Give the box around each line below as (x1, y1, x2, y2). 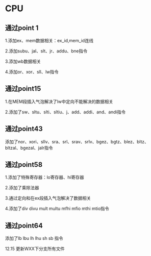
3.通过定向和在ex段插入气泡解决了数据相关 (5, 195, 91, 201)
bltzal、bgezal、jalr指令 (5, 145, 53, 151)
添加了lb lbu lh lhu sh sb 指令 (5, 235, 64, 241)
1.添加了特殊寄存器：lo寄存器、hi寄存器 (5, 175, 84, 180)
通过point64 (5, 221, 43, 230)
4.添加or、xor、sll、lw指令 (5, 69, 59, 75)
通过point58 (5, 160, 43, 169)
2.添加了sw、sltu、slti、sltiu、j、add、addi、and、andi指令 (5, 109, 126, 115)
